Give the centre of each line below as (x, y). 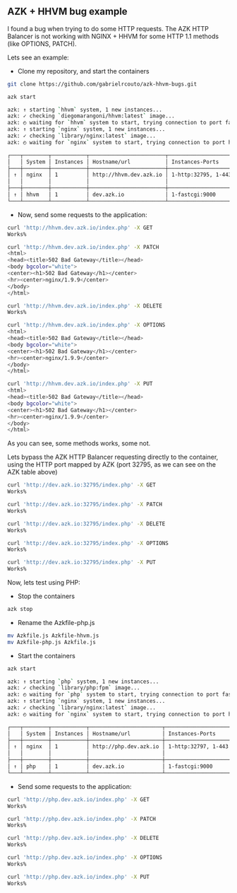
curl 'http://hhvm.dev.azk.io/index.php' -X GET (80, 228)
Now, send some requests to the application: (82, 214)
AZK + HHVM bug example (68, 12)
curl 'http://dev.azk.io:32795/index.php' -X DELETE (86, 524)
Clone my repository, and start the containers (83, 71)
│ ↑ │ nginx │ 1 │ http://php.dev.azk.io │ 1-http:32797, (109, 747)
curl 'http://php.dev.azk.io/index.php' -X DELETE (83, 838)
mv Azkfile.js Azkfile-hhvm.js (53, 636)
